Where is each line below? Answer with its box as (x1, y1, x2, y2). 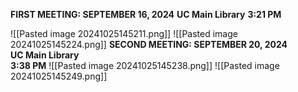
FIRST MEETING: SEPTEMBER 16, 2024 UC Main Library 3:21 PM (10, 9, 282, 20)
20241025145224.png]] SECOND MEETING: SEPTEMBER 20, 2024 (10, 39, 288, 50)
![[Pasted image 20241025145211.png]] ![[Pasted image (10, 28, 238, 39)
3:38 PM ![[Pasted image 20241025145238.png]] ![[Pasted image (10, 60, 280, 71)
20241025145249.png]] (10, 70, 108, 82)
